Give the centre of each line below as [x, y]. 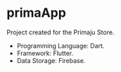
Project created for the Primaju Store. [60, 32]
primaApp [36, 13]
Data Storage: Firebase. [51, 60]
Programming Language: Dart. [60, 45]
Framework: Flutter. [45, 53]
